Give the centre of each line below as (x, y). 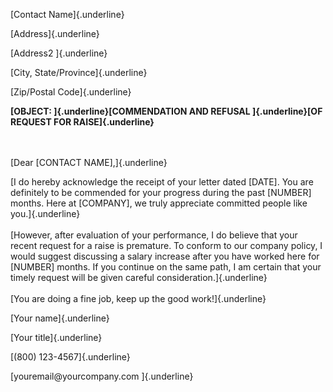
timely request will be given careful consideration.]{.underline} (139, 277)
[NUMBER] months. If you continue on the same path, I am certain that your (166, 267)
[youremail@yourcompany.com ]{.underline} (102, 376)
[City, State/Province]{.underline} (79, 72)
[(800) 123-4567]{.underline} (70, 357)
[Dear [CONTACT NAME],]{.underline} (89, 162)
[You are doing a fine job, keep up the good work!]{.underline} (138, 298)
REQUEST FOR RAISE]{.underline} (82, 122)
